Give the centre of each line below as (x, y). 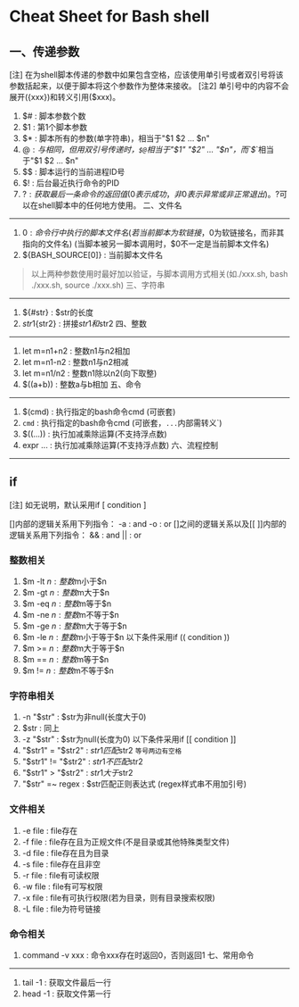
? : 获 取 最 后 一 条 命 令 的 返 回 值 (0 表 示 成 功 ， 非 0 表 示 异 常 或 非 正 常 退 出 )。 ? (151, 194)
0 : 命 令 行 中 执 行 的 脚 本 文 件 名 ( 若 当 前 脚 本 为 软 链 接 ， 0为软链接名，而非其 (153, 233)
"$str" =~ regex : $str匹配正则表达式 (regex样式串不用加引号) (134, 784)
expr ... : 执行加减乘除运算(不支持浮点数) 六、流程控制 (120, 445)
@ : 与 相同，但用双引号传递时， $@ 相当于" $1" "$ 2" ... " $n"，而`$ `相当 (148, 150)
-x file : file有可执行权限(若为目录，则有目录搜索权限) (118, 897)
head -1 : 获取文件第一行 (66, 994)
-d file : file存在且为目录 (65, 853)
